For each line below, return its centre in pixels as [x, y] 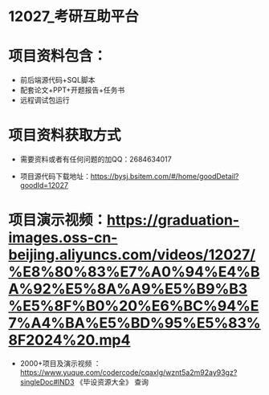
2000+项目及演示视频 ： [61, 363]
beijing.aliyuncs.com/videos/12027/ [132, 255]
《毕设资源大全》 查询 [112, 382]
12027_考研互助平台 [73, 16]
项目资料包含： [58, 56]
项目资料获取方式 [65, 135]
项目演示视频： [58, 220]
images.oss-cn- [63, 238]
